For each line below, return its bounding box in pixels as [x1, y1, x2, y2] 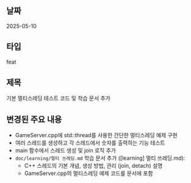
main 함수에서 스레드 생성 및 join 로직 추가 [15, 147, 116, 154]
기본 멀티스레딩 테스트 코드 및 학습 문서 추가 [6, 95, 111, 102]
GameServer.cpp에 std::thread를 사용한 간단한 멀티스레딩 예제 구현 [15, 132, 178, 139]
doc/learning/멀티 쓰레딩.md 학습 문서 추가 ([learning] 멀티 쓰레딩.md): [15, 154, 186, 162]
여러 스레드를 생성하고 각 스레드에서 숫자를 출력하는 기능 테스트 [15, 139, 165, 146]
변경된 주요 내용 [6, 114, 62, 124]
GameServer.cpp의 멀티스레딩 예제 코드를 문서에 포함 [24, 170, 154, 177]
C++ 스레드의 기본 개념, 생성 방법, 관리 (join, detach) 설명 [24, 162, 163, 170]
